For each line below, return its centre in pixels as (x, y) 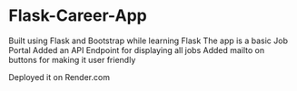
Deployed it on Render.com (59, 77)
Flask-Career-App (78, 16)
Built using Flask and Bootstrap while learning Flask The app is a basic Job (148, 41)
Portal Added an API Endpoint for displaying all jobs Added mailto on (137, 50)
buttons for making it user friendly (72, 59)
